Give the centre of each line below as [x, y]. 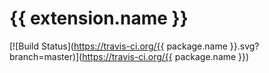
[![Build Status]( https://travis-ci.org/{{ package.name [118, 46]
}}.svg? [244, 46]
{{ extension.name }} [99, 18]
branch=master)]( [46, 56]
